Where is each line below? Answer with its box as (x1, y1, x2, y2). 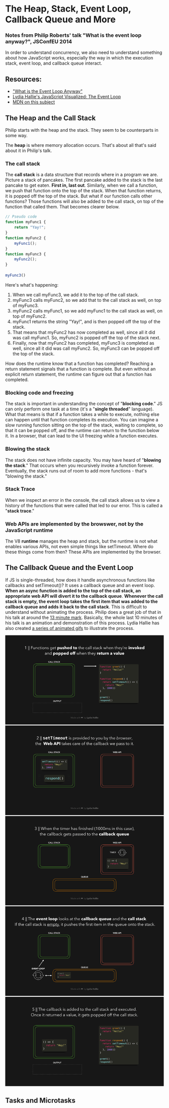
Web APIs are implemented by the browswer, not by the (5, 520, 144, 527)
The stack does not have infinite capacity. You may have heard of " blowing (5, 457, 161, 463)
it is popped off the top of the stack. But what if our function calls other (5, 193, 152, 199)
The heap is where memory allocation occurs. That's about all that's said (5, 142, 157, 148)
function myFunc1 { (5, 220, 46, 225)
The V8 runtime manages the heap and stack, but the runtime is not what (5, 538, 157, 544)
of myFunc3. (12, 302, 39, 308)
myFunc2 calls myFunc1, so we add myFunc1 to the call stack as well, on (12, 307, 162, 313)
